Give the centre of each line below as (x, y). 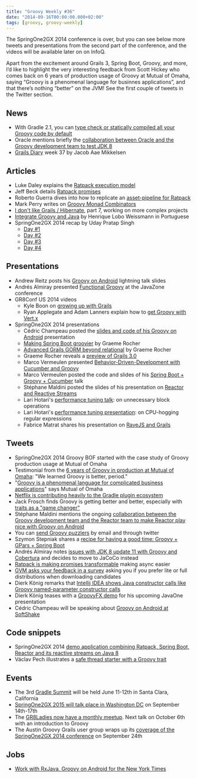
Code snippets (33, 633)
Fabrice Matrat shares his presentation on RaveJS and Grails (97, 425)
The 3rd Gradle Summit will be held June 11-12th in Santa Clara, (92, 692)
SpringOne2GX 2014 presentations (57, 324)
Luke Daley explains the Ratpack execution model (75, 185)
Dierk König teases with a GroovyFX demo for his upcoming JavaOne (99, 595)
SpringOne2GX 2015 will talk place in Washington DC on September (97, 705)
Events (19, 678)
